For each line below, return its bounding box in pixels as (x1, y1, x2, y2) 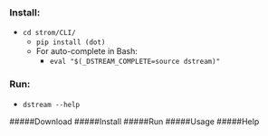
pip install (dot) (35, 38, 106, 47)
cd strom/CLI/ (22, 29, 76, 38)
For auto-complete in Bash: (35, 46, 138, 57)
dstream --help (22, 100, 81, 109)
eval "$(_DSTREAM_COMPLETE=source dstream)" (49, 57, 221, 67)
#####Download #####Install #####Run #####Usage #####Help (9, 115, 260, 127)
